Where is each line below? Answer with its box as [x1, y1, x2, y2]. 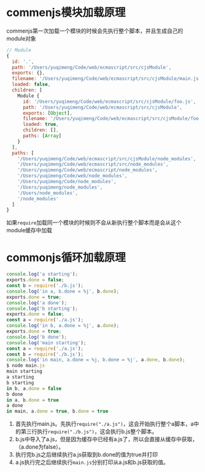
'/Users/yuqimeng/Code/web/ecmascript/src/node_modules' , [17, 161, 169, 168]
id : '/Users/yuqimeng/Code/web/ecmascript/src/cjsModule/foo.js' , [22, 98, 196, 104]
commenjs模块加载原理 [6, 6, 126, 20]
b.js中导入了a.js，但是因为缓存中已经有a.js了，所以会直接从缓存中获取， [15, 436, 198, 443]
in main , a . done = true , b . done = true [6, 408, 109, 415]
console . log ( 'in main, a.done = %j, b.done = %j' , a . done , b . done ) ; [6, 357, 185, 363]
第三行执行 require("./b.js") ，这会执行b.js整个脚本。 [20, 428, 158, 435]
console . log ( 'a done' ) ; [6, 299, 68, 306]
